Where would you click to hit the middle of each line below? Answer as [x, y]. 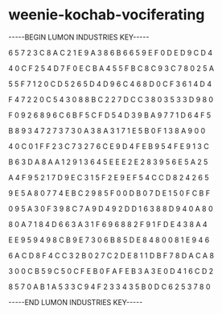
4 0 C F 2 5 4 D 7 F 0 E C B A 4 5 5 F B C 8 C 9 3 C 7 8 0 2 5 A [111, 68]
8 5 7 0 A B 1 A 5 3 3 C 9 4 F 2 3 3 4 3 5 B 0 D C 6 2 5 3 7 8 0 [109, 287]
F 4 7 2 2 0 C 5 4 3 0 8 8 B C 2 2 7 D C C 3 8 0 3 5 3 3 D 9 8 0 [111, 99]
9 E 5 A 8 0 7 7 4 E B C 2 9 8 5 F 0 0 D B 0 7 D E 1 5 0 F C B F [109, 193]
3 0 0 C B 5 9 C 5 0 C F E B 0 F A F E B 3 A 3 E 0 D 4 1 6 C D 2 [111, 271]
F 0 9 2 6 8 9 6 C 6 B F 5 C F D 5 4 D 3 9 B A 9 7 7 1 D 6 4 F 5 [110, 115]
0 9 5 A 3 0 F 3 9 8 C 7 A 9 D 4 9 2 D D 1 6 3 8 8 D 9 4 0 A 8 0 [111, 209]
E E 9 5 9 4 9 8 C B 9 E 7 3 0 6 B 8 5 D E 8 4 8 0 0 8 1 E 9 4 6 [109, 240]
